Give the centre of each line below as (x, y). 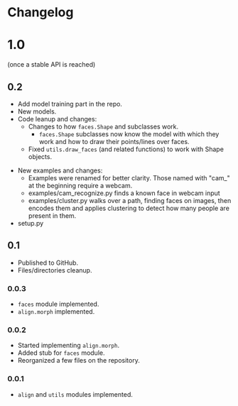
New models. (37, 111)
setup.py (31, 223)
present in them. (52, 215)
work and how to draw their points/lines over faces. (114, 141)
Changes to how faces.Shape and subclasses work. (103, 126)
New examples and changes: (60, 170)
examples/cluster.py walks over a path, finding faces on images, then (130, 200)
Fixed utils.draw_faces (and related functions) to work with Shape (126, 149)
